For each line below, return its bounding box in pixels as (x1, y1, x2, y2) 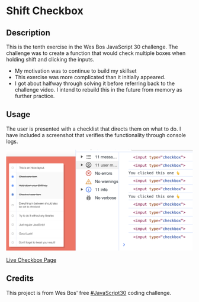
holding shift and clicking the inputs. (6, 56, 95, 63)
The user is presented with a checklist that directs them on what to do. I (6, 125, 181, 132)
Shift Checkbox (6, 4, 84, 18)
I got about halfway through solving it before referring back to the (14, 80, 175, 87)
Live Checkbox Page (6, 256, 57, 264)
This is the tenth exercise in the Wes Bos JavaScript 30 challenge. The (6, 43, 178, 50)
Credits (6, 274, 34, 284)
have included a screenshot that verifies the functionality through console (6, 131, 187, 138)
